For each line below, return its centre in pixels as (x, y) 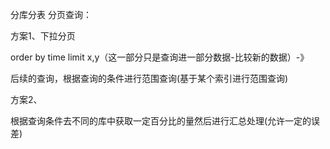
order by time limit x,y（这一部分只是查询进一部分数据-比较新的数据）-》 (160, 57)
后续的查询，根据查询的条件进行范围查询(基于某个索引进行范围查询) (149, 78)
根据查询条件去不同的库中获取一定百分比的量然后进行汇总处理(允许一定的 (161, 121)
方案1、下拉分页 (43, 36)
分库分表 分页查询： (51, 14)
